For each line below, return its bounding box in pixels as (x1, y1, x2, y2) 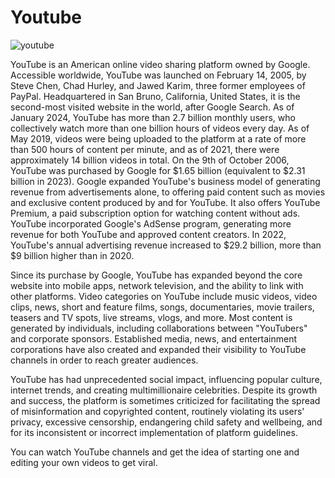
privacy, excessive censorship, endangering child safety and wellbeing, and (10, 416, 323, 428)
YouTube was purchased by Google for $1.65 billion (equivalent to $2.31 (10, 164, 306, 176)
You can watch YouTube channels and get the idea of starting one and (10, 446, 300, 458)
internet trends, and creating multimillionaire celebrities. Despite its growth (10, 384, 318, 396)
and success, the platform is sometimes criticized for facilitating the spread (10, 394, 321, 406)
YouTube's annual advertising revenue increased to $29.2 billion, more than (10, 239, 322, 251)
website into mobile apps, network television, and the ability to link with (10, 279, 304, 291)
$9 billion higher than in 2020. (10, 249, 135, 261)
